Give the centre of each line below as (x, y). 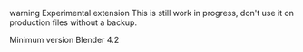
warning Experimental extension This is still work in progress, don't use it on (152, 13)
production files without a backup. (73, 22)
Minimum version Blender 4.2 (64, 40)
